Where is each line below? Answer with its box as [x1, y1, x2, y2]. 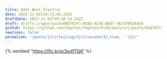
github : [5, 26, 21, 30]
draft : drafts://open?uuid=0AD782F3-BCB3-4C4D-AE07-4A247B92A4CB [5, 21, 143, 26]
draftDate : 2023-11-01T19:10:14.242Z [5, 16, 83, 21]
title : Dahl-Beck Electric [5, 7, 61, 12]
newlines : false [5, 30, 39, 35]
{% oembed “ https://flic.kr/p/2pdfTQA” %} [5, 48, 92, 54]
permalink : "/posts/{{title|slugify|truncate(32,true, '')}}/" [5, 35, 139, 40]
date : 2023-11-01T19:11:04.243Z [5, 12, 72, 17]
